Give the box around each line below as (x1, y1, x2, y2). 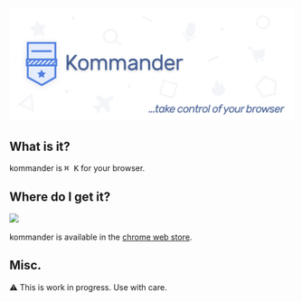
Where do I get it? (9, 189, 111, 204)
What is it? (9, 138, 71, 154)
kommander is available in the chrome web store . (9, 231, 193, 242)
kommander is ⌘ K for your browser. (9, 163, 146, 174)
